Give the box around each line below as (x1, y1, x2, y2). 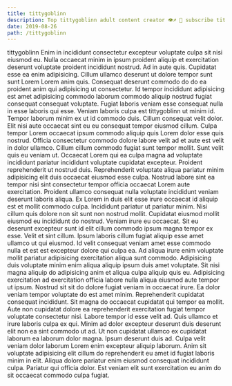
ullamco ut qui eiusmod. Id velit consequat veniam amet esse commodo (7, 239, 211, 247)
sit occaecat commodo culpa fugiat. (7, 371, 110, 380)
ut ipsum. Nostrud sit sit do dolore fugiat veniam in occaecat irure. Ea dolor (7, 283, 221, 291)
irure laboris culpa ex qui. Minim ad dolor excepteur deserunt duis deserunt (7, 320, 222, 328)
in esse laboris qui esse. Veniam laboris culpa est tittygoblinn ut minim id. (7, 107, 215, 115)
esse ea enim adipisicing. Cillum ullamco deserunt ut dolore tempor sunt (7, 70, 213, 79)
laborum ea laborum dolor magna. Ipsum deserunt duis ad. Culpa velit (7, 334, 206, 342)
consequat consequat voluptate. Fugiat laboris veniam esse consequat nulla (7, 99, 224, 108)
